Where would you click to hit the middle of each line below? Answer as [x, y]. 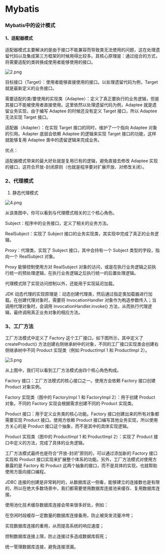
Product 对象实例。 [25, 387]
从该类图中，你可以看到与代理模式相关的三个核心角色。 [61, 213]
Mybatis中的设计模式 [30, 26]
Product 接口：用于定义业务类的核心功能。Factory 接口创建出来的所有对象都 [82, 414]
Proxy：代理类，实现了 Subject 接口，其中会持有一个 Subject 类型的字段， [80, 250]
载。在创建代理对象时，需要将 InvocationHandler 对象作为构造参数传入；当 [81, 300]
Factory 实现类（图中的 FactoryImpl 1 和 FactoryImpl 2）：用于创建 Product [80, 397]
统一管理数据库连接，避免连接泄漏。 [42, 547]
